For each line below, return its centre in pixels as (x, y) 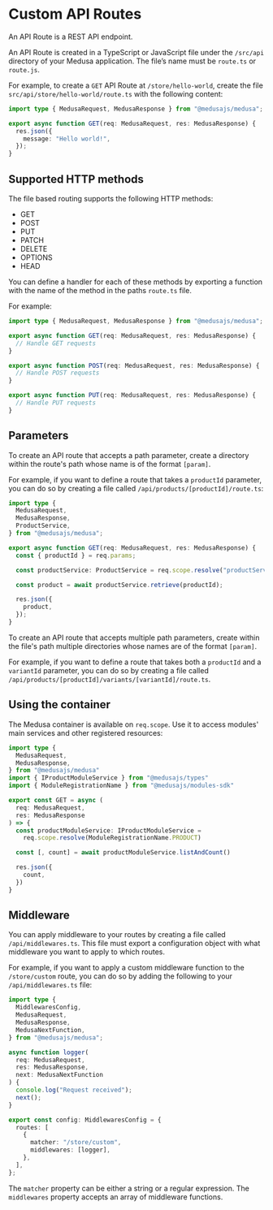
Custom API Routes (75, 14)
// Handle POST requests (58, 373)
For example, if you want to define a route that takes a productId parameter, (135, 479)
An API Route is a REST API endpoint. (71, 37)
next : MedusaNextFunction (60, 1075)
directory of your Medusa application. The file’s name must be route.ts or (132, 61)
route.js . (24, 69)
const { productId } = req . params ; (76, 555)
